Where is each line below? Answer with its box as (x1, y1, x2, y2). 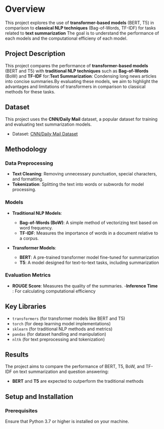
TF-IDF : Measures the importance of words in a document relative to (19, 230, 158, 236)
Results (5, 350, 29, 359)
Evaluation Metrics (5, 272, 51, 279)
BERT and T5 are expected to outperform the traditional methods (12, 378, 144, 384)
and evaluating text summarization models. (5, 121, 92, 127)
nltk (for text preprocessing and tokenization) (12, 336, 105, 342)
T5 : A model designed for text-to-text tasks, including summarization (19, 259, 159, 265)
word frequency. (19, 225, 53, 230)
